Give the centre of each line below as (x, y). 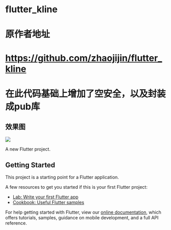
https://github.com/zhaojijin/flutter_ (84, 58)
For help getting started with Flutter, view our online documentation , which (83, 212)
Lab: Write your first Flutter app (46, 197)
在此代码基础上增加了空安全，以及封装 (86, 94)
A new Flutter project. (28, 149)
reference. (16, 223)
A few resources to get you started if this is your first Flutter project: (76, 187)
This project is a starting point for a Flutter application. (62, 177)
